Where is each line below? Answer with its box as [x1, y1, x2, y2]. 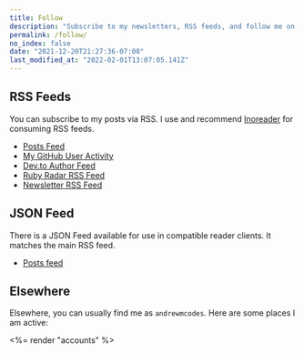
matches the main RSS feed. [9, 239, 116, 250]
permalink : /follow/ [9, 30, 88, 39]
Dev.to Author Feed [22, 160, 96, 171]
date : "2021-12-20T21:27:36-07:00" [9, 47, 145, 56]
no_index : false [9, 38, 71, 48]
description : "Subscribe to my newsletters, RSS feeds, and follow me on [9, 22, 296, 31]
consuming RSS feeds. [9, 123, 95, 134]
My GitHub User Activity [22, 150, 114, 161]
